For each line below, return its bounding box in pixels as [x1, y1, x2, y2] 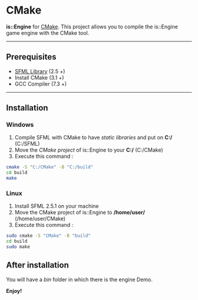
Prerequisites [6, 52, 57, 62]
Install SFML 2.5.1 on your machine [14, 203, 99, 210]
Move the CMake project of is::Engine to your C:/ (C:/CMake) [14, 146, 163, 154]
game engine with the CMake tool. [6, 29, 90, 36]
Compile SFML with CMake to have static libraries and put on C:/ [14, 134, 173, 141]
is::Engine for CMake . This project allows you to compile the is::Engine [6, 23, 179, 30]
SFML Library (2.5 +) [14, 67, 65, 74]
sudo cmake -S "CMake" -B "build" [6, 233, 91, 239]
